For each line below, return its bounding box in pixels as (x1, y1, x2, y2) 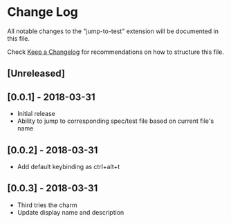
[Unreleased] (7, 68, 66, 79)
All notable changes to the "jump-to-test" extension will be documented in (7, 27, 219, 35)
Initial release (17, 110, 55, 118)
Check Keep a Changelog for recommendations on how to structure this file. (7, 48, 225, 56)
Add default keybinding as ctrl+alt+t (17, 162, 120, 171)
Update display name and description (17, 208, 124, 216)
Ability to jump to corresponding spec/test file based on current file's (17, 117, 214, 125)
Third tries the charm (17, 201, 77, 209)
